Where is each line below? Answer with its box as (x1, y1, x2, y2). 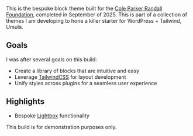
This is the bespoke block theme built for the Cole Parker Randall (6, 5, 163, 12)
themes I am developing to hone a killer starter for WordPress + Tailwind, (6, 18, 182, 24)
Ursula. (6, 23, 23, 30)
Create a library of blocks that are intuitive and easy (14, 67, 140, 74)
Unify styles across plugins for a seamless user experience (14, 79, 157, 86)
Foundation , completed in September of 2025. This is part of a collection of (6, 11, 188, 18)
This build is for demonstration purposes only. (6, 123, 117, 130)
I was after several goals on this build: (6, 55, 98, 63)
